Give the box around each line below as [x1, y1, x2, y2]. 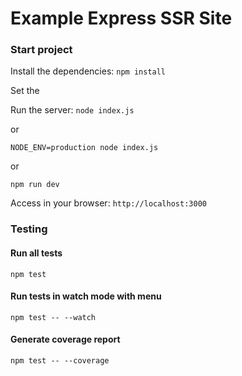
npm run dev [10, 180, 60, 190]
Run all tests [10, 247, 63, 259]
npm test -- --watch [10, 312, 97, 322]
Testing [10, 222, 48, 236]
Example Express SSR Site [10, 7, 233, 30]
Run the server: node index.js [10, 104, 135, 116]
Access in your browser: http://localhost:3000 [10, 197, 207, 209]
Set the [10, 85, 40, 97]
